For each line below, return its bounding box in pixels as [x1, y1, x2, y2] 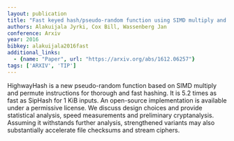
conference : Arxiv [7, 29, 61, 37]
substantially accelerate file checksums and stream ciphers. [7, 126, 180, 134]
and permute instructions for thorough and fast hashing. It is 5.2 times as [7, 89, 217, 97]
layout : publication [7, 10, 68, 17]
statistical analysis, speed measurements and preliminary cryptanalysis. [7, 111, 214, 119]
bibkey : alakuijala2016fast [7, 43, 89, 50]
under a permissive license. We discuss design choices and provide [7, 103, 203, 112]
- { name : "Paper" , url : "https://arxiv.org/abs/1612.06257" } [13, 56, 196, 63]
